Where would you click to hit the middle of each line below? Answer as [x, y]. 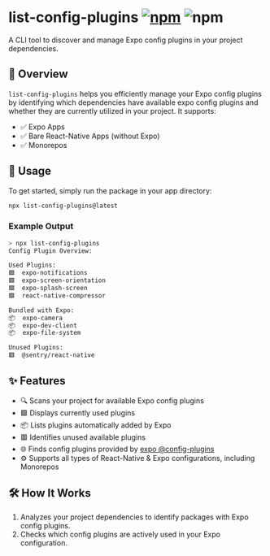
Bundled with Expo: [41, 310]
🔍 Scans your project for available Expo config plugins [112, 400]
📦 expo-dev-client [43, 325]
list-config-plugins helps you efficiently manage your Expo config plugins [135, 93]
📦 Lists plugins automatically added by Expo [96, 425]
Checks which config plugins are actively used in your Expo [120, 534]
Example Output [41, 226]
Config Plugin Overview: [50, 251]
